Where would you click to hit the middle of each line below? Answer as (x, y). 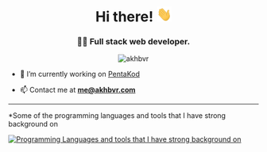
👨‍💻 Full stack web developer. (133, 42)
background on (33, 124)
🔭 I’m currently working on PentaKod (80, 74)
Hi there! (124, 17)
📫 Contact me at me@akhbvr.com (77, 90)
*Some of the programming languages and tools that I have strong (117, 116)
